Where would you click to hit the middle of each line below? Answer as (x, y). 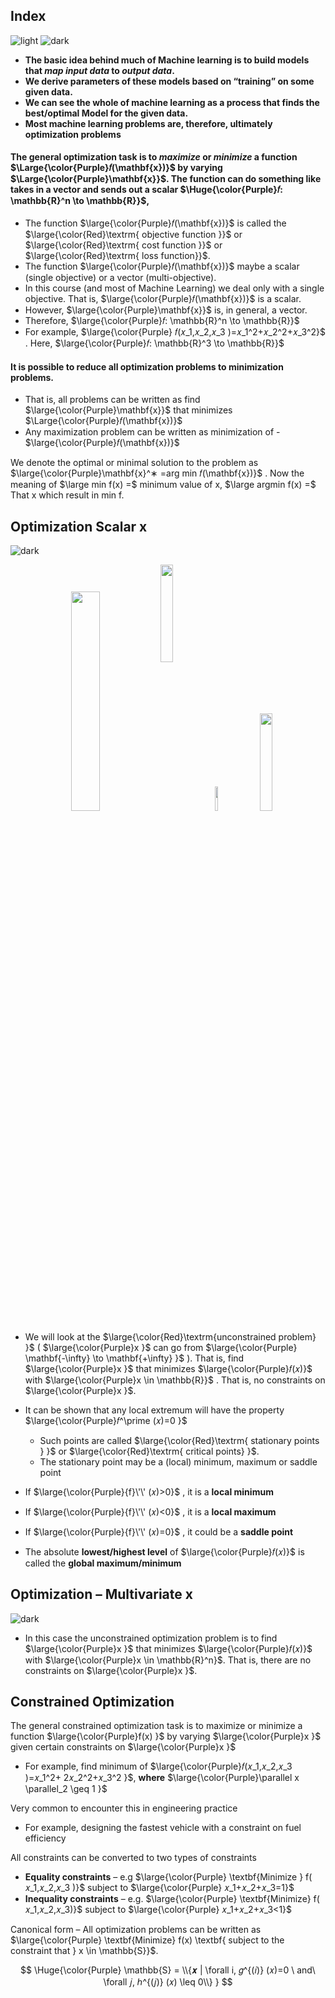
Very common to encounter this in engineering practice (124, 1808)
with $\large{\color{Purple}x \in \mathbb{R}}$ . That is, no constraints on (175, 1380)
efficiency (45, 1838)
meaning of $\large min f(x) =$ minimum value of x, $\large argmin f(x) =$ (163, 485)
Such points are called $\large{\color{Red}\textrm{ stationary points (179, 1440)
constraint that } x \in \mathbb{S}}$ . (84, 1951)
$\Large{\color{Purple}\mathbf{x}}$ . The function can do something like (166, 179)
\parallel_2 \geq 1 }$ (66, 1789)
